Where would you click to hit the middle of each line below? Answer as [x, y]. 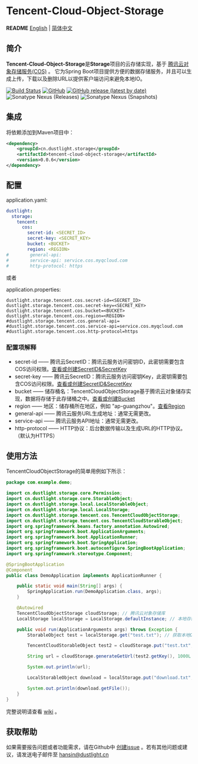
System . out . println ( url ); [59, 667]
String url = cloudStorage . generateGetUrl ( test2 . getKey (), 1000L [109, 656]
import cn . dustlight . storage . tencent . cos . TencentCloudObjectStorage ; [93, 515]
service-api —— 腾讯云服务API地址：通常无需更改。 [78, 421]
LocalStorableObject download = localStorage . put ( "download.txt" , [110, 678]
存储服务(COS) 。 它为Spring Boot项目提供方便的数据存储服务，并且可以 [99, 71]
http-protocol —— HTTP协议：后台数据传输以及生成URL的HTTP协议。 [100, 428]
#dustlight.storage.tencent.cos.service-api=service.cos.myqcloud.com [95, 327]
